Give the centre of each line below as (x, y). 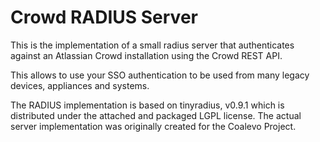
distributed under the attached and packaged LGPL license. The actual (156, 115)
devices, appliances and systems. (80, 85)
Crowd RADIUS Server (104, 17)
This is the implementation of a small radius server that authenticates (152, 45)
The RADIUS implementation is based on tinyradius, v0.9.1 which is (147, 105)
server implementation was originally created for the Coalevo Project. (153, 126)
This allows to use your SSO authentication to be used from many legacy (160, 75)
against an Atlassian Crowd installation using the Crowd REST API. (146, 55)
